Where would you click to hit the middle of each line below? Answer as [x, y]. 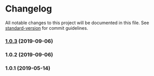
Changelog [29, 9]
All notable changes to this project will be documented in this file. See [77, 23]
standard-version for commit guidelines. [47, 28]
